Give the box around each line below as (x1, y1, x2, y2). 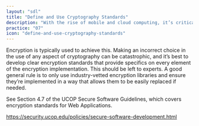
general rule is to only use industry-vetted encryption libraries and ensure (6, 72, 186, 79)
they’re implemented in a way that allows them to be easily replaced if (6, 78, 176, 85)
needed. (6, 84, 27, 91)
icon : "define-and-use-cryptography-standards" (6, 31, 126, 37)
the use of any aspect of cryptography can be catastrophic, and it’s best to (6, 53, 188, 60)
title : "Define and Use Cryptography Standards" (6, 14, 129, 20)
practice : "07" (6, 25, 44, 31)
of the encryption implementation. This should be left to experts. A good (6, 65, 182, 72)
